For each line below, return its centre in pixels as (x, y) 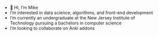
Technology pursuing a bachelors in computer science (66, 23)
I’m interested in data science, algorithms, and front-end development (81, 13)
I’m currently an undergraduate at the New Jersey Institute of (72, 18)
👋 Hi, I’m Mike (24, 8)
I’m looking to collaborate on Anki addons (52, 28)
